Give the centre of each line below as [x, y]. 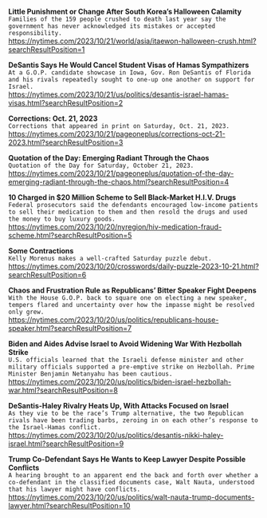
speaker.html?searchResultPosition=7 [70, 328]
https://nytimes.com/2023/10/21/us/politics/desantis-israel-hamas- [119, 94]
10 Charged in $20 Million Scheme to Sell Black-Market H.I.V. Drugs [122, 197]
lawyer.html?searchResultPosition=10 [69, 506]
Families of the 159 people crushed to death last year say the [117, 19]
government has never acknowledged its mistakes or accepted [112, 26]
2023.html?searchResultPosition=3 [66, 142]
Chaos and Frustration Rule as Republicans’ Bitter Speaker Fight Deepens [132, 290]
